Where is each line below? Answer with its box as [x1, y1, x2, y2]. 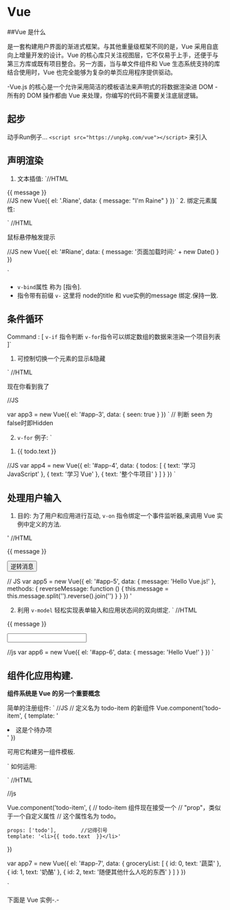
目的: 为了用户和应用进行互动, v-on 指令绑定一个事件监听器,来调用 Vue [16, 512, 216, 520]
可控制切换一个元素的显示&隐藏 [16, 354, 106, 363]
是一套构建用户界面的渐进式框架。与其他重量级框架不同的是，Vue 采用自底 [7, 42, 219, 50]
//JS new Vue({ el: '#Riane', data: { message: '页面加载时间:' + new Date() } [7, 247, 220, 255]
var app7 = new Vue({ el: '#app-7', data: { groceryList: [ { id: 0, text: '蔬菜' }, [7, 859, 222, 867]
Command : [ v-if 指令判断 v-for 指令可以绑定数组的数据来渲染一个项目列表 [7, 332, 221, 341]
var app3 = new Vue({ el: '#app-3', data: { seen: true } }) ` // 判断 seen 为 [7, 410, 213, 419]
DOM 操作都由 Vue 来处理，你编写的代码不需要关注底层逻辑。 [26, 91, 203, 100]
